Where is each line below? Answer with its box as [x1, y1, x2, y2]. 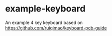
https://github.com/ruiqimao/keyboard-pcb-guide [5, 24, 107, 30]
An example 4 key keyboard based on [5, 19, 83, 25]
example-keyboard [5, 3, 86, 14]
